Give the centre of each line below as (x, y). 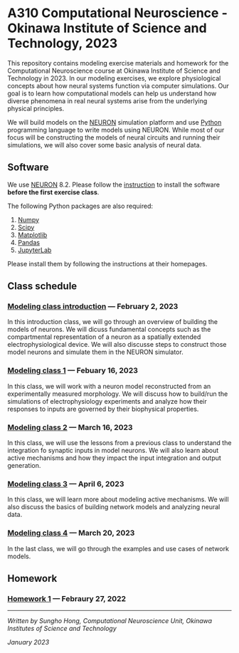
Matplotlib (32, 235)
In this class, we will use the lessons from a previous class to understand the (119, 443)
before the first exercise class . (53, 192)
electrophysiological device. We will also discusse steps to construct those (117, 345)
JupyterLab (34, 250)
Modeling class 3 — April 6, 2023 (66, 484)
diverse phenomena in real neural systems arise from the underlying (107, 100)
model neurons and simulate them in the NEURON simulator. (95, 352)
